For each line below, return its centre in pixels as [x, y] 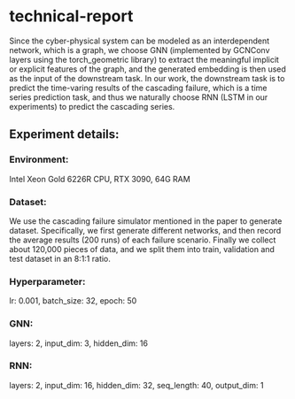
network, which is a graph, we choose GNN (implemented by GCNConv [140, 50]
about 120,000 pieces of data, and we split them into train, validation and [142, 249]
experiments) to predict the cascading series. [92, 106]
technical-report [71, 16]
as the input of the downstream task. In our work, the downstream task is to [147, 78]
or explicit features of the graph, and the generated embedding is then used [147, 69]
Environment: [39, 159]
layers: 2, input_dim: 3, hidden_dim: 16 [79, 343]
